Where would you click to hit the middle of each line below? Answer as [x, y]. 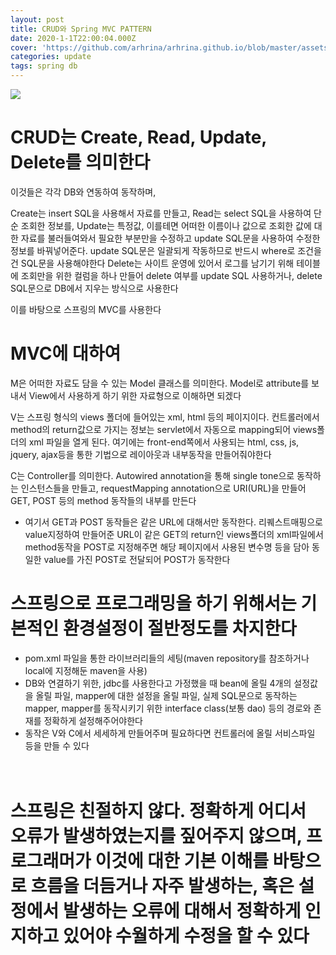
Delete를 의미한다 [80, 162]
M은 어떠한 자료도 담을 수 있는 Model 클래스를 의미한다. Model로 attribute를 [160, 383]
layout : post [37, 19]
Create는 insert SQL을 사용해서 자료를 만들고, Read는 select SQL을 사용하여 [161, 213]
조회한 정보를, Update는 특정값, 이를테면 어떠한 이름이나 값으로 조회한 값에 [166, 225]
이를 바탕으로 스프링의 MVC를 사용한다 [86, 309]
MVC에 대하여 [66, 353]
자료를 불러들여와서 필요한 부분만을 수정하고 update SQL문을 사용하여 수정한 [170, 238]
